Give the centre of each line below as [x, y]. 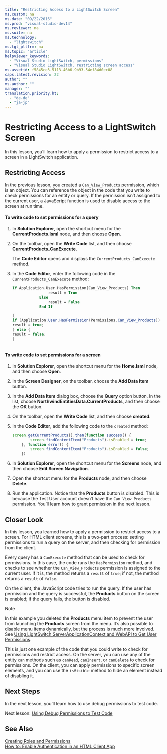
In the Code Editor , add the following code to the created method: [80, 426]
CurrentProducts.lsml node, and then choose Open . [67, 234]
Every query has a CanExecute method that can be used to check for [75, 557]
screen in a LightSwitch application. [42, 157]
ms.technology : [21, 38]
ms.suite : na [19, 33]
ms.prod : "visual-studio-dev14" [39, 24]
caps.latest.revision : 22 [32, 75]
